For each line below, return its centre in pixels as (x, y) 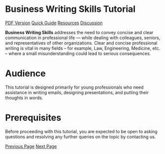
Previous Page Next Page (31, 146)
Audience (25, 74)
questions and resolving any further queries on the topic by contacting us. (81, 137)
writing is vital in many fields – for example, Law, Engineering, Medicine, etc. (83, 48)
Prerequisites (33, 118)
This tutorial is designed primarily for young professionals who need (75, 87)
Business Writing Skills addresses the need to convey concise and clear (79, 32)
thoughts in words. (24, 98)
